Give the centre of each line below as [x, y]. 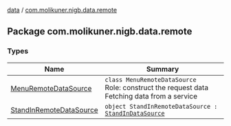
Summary [163, 69]
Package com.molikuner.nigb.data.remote [100, 31]
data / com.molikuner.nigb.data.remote [62, 10]
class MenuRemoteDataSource [151, 80]
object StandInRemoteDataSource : [161, 106]
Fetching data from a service [151, 96]
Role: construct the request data [156, 87]
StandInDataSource [135, 113]
